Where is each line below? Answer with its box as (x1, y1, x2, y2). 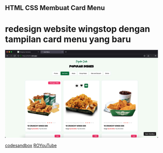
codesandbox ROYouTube (5, 143, 57, 149)
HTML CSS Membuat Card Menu (5, 4, 105, 12)
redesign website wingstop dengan (5, 23, 150, 34)
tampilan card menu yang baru (5, 34, 131, 45)
